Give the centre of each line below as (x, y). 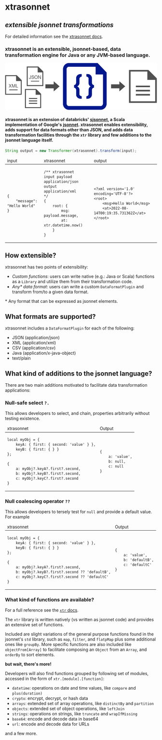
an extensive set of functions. (34, 625)
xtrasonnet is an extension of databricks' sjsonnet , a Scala (65, 119)
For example (17, 517)
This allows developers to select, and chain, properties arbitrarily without (77, 413)
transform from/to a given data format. (50, 292)
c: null (116, 467)
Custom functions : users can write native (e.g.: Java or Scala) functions (83, 276)
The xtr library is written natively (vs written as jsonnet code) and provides (80, 619)
